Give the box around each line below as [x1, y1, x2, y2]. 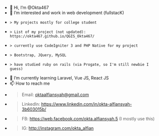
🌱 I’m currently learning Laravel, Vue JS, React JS [9, 75, 109, 80]
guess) [9, 66, 23, 71]
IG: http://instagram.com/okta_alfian [21, 125, 94, 131]
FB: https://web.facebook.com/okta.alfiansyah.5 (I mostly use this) [21, 116, 155, 121]
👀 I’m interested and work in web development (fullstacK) [9, 10, 125, 16]
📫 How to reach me [9, 80, 50, 86]
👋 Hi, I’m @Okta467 [9, 5, 49, 10]
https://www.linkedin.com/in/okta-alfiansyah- [41, 101, 132, 107]
